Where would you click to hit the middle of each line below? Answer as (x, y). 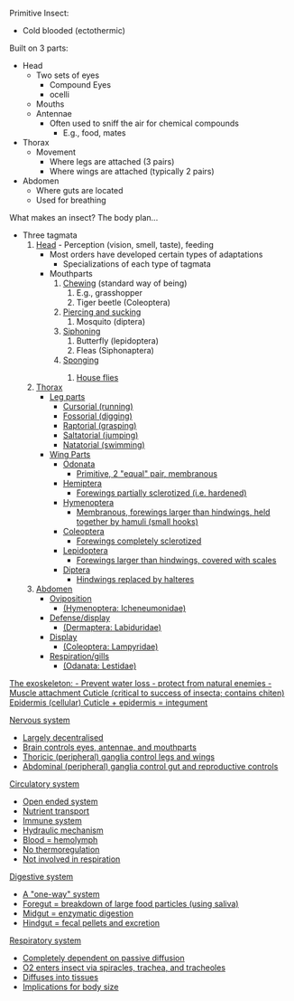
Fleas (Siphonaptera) (115, 350)
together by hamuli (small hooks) (137, 522)
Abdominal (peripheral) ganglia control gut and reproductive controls (150, 766)
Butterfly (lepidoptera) (118, 341)
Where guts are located (79, 190)
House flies (97, 378)
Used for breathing (71, 200)
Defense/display (80, 618)
